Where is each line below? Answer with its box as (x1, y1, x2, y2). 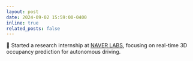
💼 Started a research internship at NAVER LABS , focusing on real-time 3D (6, 42, 188, 49)
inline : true (6, 20, 39, 26)
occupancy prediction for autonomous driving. (6, 48, 121, 56)
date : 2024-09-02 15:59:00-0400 (6, 14, 87, 20)
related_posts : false (6, 25, 61, 32)
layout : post (6, 8, 39, 15)
